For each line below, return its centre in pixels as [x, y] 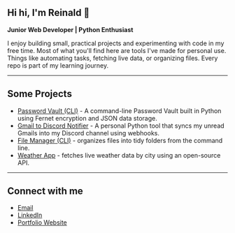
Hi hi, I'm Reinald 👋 [49, 13]
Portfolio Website [42, 223]
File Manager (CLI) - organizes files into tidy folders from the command [120, 140]
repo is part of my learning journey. [58, 65]
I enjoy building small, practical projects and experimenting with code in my [116, 43]
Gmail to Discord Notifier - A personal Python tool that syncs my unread [121, 126]
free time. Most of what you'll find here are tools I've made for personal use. [117, 50]
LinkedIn [30, 215]
